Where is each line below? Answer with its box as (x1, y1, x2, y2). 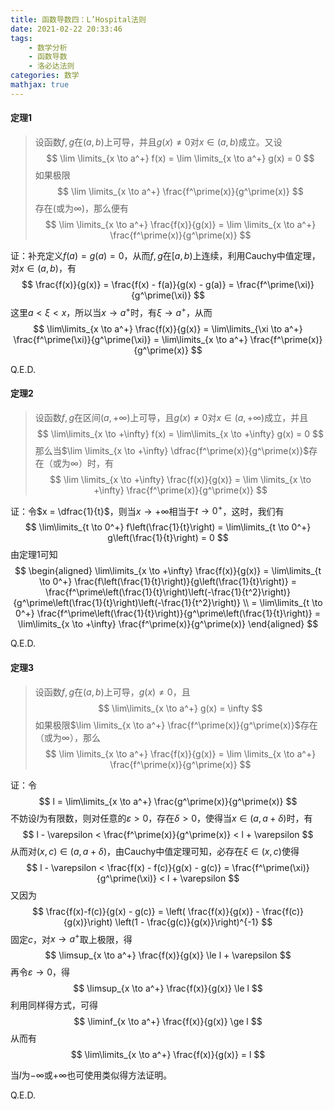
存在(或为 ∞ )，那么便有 (34, 202, 130, 214)
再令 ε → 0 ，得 (10, 966, 71, 978)
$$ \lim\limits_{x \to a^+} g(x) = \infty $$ (98, 702, 263, 714)
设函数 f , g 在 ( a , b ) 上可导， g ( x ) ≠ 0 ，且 (34, 686, 191, 698)
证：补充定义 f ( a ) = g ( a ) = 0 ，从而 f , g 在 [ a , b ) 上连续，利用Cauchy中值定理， (10, 249, 321, 261)
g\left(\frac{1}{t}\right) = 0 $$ (107, 532, 229, 544)
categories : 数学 (10, 71, 80, 81)
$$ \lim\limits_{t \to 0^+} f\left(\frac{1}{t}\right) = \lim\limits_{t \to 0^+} (24, 521, 312, 533)
